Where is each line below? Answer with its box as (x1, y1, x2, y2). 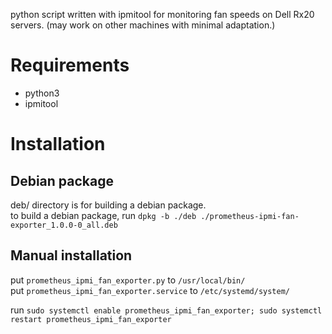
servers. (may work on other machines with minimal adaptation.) (10, 19, 276, 31)
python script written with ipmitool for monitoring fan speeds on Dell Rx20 (10, 9, 315, 20)
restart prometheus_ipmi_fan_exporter (10, 314, 172, 324)
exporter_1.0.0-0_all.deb (10, 220, 118, 230)
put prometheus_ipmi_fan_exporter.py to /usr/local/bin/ (10, 274, 246, 286)
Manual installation (10, 247, 133, 264)
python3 (24, 87, 60, 99)
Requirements (10, 54, 130, 77)
